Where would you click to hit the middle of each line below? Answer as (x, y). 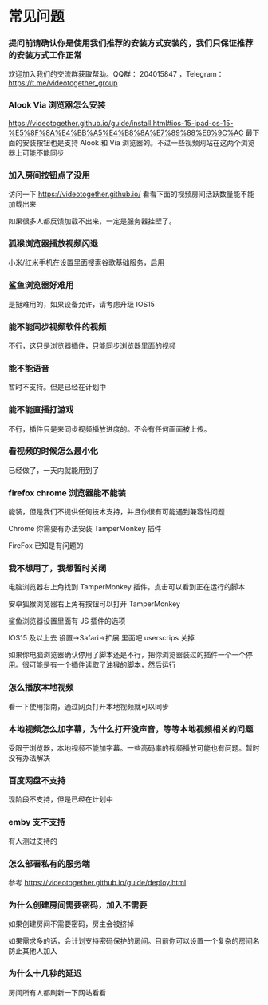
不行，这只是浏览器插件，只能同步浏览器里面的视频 (92, 345)
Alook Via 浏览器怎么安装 (57, 105)
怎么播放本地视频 (41, 688)
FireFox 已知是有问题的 (46, 546)
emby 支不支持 (37, 822)
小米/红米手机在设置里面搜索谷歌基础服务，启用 (87, 262)
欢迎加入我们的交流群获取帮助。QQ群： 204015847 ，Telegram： (116, 74)
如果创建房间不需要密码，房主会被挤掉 (71, 924)
